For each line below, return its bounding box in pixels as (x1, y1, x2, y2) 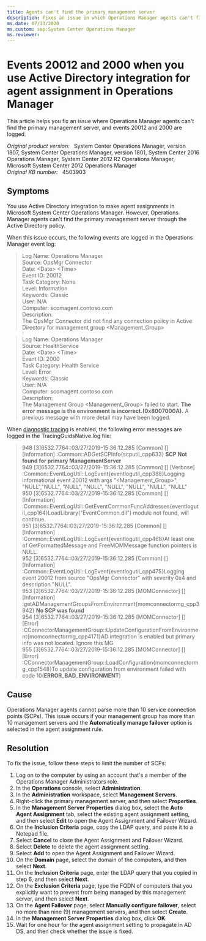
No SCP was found (35, 607, 84, 614)
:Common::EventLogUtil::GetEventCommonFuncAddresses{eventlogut (21, 502, 199, 510)
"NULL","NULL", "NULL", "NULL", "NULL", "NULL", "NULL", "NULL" (21, 483, 188, 490)
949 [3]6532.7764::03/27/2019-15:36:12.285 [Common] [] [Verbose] (21, 463, 195, 470)
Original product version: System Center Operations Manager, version (7, 142, 186, 150)
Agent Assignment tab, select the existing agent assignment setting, (15, 810, 190, 818)
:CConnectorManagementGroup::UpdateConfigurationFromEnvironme (21, 626, 199, 633)
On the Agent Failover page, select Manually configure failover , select (15, 901, 196, 909)
